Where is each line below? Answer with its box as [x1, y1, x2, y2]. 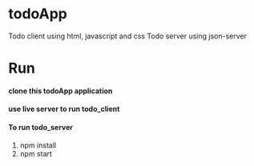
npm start [19, 148, 52, 158]
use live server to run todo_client [8, 105, 120, 114]
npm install [19, 140, 57, 150]
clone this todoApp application [8, 85, 113, 96]
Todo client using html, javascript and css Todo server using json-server [8, 31, 247, 41]
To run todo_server [8, 122, 74, 132]
